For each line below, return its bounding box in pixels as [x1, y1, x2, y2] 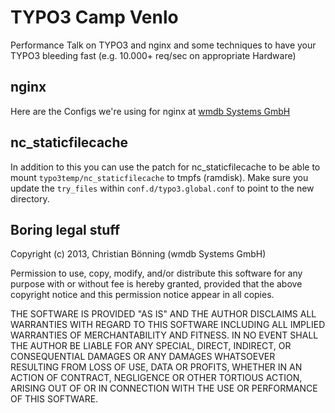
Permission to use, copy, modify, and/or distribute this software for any [10, 267, 303, 280]
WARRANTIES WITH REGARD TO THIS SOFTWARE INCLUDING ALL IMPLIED [10, 319, 326, 331]
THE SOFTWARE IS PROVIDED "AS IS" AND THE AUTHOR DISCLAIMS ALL [10, 308, 317, 320]
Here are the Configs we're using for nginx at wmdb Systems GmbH [10, 105, 291, 117]
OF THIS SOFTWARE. [10, 393, 99, 405]
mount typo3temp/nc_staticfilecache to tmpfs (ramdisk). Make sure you [10, 171, 309, 183]
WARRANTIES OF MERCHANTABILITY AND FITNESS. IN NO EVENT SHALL [10, 329, 319, 341]
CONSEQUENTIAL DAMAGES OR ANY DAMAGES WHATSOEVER [10, 351, 276, 363]
